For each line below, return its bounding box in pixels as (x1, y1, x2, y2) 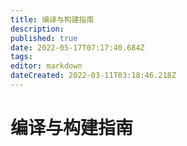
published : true (10, 33, 78, 43)
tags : (10, 52, 33, 62)
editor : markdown (10, 61, 83, 71)
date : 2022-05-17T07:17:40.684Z (10, 42, 145, 53)
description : (10, 24, 65, 34)
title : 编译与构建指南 (10, 14, 95, 25)
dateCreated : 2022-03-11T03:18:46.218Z (10, 71, 177, 81)
